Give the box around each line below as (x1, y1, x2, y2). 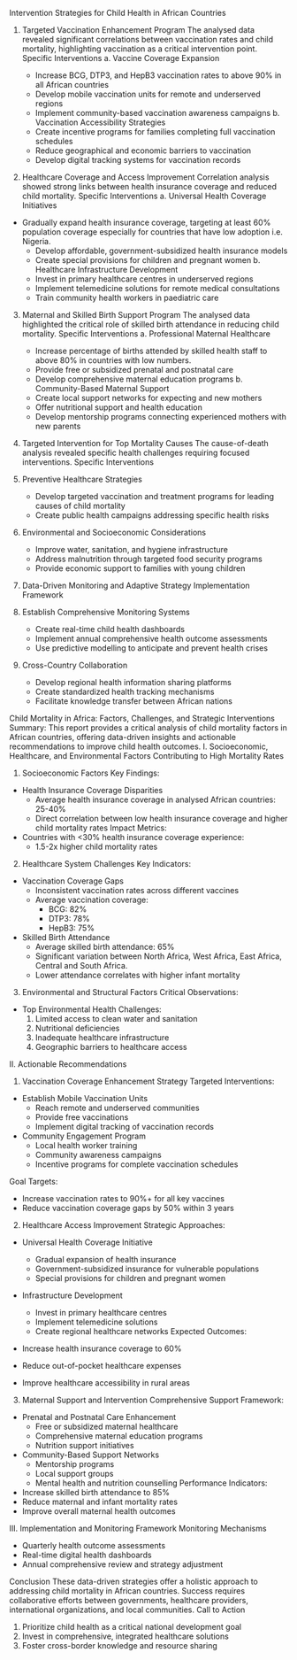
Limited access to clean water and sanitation (34, 1014, 198, 1023)
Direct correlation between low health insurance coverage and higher (34, 814, 288, 823)
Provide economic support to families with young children (34, 563, 246, 574)
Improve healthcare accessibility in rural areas (21, 1378, 190, 1388)
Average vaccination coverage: (34, 894, 148, 905)
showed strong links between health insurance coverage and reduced (21, 181, 277, 191)
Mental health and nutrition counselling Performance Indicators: (34, 1478, 268, 1488)
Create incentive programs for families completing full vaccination (34, 127, 276, 136)
